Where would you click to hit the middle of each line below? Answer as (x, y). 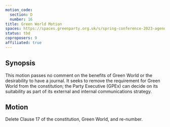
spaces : (13, 29)
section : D (21, 15)
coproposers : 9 (21, 38)
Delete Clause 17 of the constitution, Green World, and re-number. (74, 119)
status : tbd (18, 33)
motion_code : (19, 10)
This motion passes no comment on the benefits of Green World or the (79, 75)
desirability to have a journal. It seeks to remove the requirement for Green (83, 81)
